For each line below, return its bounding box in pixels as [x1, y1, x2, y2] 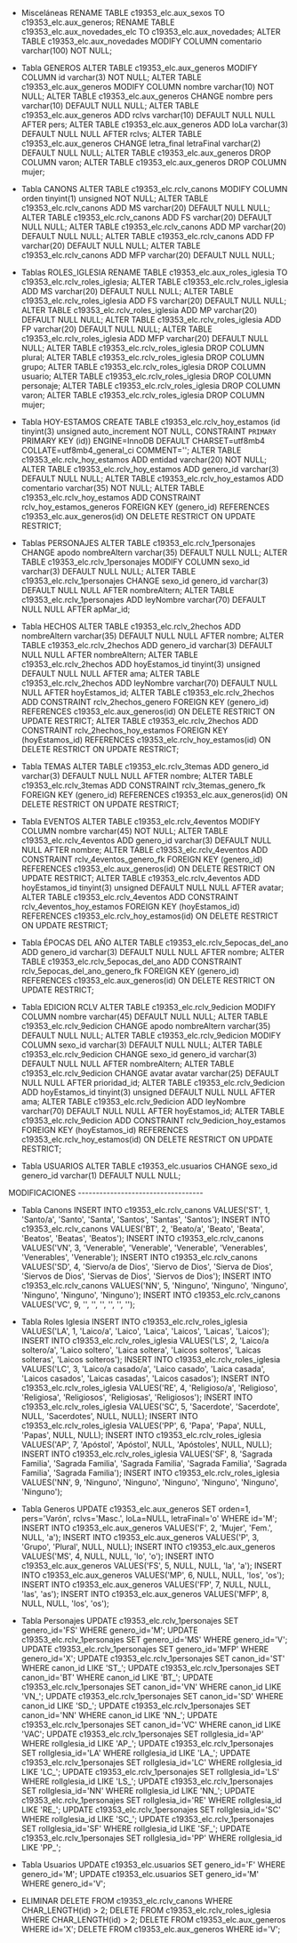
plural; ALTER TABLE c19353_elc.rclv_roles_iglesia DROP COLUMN [20, 352, 265, 363]
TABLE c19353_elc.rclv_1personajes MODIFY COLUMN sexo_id [20, 557, 250, 567]
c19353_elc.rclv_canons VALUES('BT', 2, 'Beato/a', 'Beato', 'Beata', [20, 1224, 265, 1234]
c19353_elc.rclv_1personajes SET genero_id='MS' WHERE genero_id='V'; [20, 1634, 288, 1644]
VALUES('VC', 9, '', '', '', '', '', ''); [20, 1299, 135, 1310]
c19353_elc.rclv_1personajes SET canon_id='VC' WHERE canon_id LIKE [20, 1720, 282, 1730]
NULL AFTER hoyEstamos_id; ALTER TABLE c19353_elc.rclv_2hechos [20, 687, 275, 697]
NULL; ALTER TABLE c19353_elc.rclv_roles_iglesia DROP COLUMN [20, 342, 265, 353]
